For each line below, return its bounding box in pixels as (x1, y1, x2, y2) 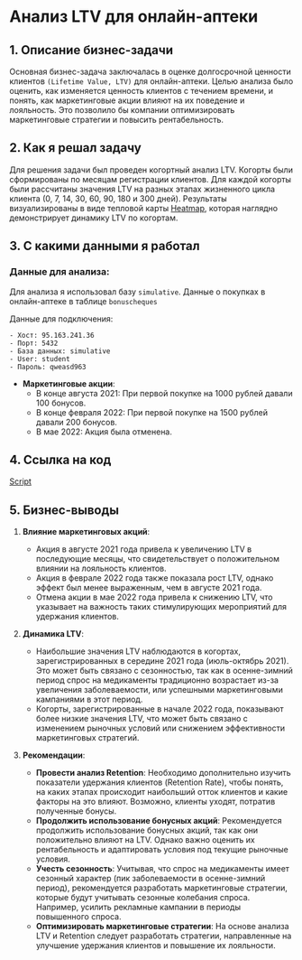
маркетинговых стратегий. (35, 732, 140, 743)
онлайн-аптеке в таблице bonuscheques (9, 295, 158, 306)
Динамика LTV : (22, 629, 84, 639)
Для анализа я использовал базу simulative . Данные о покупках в (9, 286, 266, 297)
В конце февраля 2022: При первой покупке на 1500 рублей (35, 406, 269, 417)
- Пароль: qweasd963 (9, 362, 87, 371)
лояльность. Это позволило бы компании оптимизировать (9, 105, 235, 115)
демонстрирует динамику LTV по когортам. (9, 212, 178, 223)
